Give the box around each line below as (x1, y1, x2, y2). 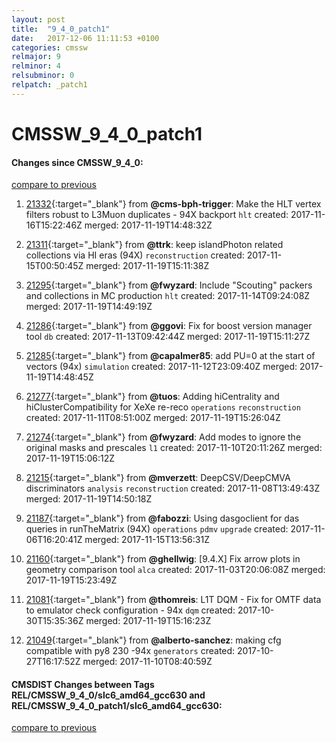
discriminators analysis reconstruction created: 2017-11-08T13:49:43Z (25, 482, 321, 495)
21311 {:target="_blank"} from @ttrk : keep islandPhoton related (25, 239, 284, 251)
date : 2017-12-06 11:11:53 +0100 (11, 33, 160, 43)
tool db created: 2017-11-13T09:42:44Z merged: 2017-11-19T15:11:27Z (25, 331, 311, 343)
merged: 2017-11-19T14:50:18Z (25, 493, 153, 505)
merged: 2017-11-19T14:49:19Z (25, 301, 153, 313)
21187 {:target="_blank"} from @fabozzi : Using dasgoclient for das (25, 512, 300, 525)
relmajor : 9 (11, 52, 61, 62)
